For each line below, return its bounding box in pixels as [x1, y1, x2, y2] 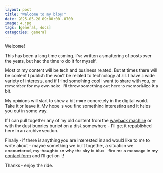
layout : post [5, 7, 32, 12]
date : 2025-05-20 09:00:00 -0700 [5, 16, 73, 21]
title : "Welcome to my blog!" [5, 12, 67, 17]
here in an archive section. [5, 128, 59, 133]
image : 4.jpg [5, 21, 32, 26]
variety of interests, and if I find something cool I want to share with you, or [5, 78, 156, 84]
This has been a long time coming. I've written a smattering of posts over [5, 53, 152, 59]
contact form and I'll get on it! [5, 153, 64, 159]
